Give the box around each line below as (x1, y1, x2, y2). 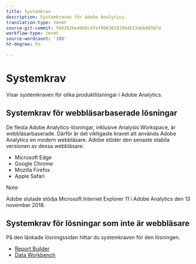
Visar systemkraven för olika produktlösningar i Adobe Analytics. (6, 91, 163, 98)
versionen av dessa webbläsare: (6, 142, 84, 150)
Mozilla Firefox (14, 166, 50, 173)
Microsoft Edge (14, 154, 52, 161)
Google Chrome (14, 160, 53, 167)
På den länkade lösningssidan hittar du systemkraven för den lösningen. (6, 234, 181, 241)
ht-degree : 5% (6, 42, 41, 48)
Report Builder (14, 245, 50, 252)
